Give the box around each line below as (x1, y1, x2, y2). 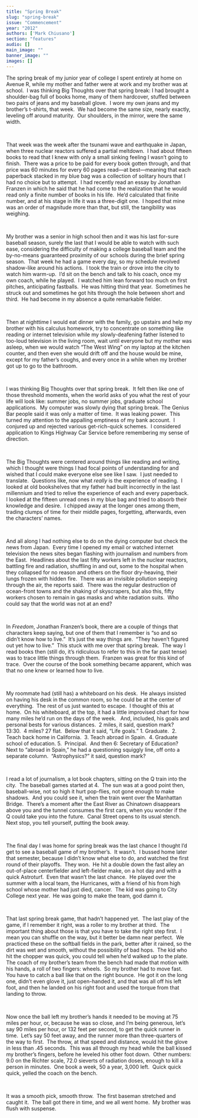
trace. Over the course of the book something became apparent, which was (6, 660, 192, 667)
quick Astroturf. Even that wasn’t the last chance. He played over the (6, 873, 176, 880)
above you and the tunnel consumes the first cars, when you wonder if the (6, 806, 187, 814)
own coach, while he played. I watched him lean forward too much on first (6, 277, 187, 284)
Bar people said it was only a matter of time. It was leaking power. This (6, 410, 181, 417)
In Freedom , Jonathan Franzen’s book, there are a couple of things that (6, 623, 179, 630)
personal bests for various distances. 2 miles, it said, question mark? (6, 721, 174, 728)
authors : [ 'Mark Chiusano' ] (6, 31, 75, 37)
